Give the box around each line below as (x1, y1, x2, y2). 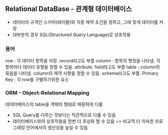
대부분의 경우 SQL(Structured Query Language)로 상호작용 (12, 32, 131, 38)
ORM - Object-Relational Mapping (5, 89, 90, 96)
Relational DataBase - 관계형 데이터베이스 (5, 5, 132, 14)
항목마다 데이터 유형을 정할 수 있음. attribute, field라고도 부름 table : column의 (5, 64, 160, 70)
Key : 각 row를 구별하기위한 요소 (5, 77, 69, 83)
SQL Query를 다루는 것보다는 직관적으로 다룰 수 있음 (12, 112, 116, 118)
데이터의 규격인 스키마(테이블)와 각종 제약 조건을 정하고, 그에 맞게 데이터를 (12, 19, 158, 25)
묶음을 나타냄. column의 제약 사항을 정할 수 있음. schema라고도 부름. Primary (5, 70, 158, 76)
